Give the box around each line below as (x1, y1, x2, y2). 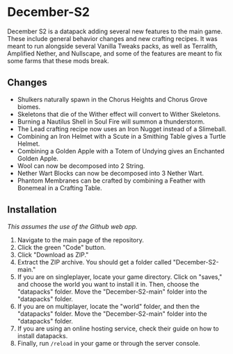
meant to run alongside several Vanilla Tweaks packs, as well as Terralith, (7, 42, 218, 50)
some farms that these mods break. (7, 56, 109, 65)
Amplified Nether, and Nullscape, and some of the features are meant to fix (7, 49, 223, 58)
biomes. (17, 102, 41, 111)
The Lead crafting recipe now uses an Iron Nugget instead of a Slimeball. (17, 124, 227, 133)
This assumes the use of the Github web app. (7, 222, 138, 230)
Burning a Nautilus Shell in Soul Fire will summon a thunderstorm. (17, 117, 205, 126)
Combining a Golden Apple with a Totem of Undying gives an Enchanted (17, 146, 225, 155)
